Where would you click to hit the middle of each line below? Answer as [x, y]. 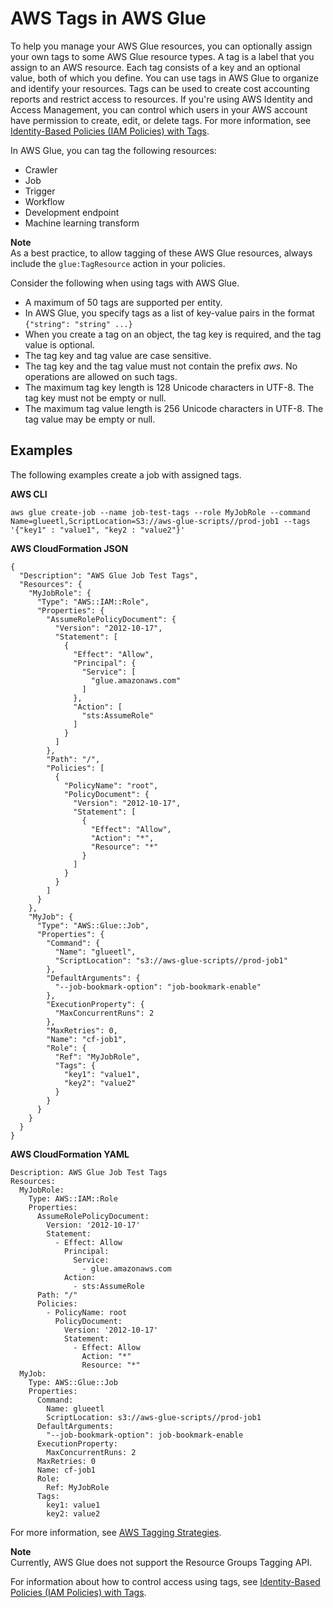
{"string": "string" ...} [78, 324]
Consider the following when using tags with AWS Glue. [125, 283]
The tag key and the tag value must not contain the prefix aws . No [161, 366]
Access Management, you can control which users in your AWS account [159, 109]
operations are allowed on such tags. [101, 376]
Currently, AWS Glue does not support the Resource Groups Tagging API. [161, 1562]
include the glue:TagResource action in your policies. [118, 263]
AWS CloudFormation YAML [70, 1154]
